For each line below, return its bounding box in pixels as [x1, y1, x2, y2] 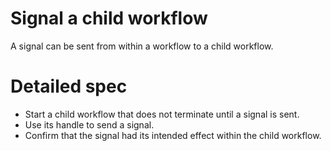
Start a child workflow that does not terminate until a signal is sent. [24, 108, 300, 120]
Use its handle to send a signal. [24, 118, 155, 131]
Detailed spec [10, 75, 128, 98]
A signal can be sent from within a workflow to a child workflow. [10, 40, 274, 52]
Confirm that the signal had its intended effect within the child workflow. [24, 129, 322, 141]
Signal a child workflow [10, 7, 208, 30]
